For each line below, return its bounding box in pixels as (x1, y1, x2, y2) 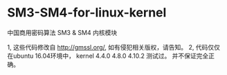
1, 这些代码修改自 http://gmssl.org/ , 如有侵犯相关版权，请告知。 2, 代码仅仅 (7, 43, 220, 51)
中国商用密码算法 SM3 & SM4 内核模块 (7, 28, 118, 36)
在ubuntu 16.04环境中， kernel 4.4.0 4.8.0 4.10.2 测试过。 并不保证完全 (7, 52, 209, 60)
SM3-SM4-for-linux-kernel (7, 5, 167, 21)
